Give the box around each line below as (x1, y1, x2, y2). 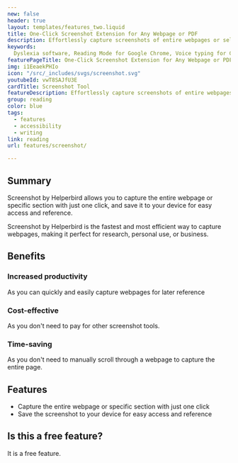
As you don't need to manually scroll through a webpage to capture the (7, 355, 215, 364)
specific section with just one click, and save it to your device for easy (7, 201, 212, 209)
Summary (7, 174, 52, 186)
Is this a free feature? (7, 430, 103, 442)
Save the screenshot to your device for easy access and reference (17, 410, 212, 418)
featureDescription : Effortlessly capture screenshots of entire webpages (7, 89, 233, 96)
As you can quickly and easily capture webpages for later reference (7, 288, 205, 296)
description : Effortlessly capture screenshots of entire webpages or (7, 37, 220, 44)
